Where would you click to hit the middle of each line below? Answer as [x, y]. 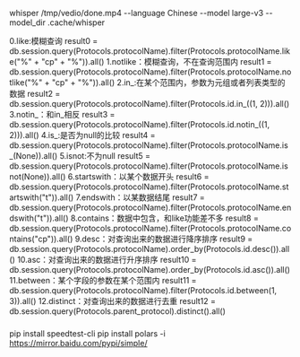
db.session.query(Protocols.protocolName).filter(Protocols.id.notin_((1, [140, 124]
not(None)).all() [38, 177]
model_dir [28, 22]
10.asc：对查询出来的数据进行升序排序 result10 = [107, 260]
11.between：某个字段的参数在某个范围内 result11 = [103, 280]
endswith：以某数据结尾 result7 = [143, 197]
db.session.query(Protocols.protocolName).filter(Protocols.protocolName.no [150, 72]
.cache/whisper [77, 22]
